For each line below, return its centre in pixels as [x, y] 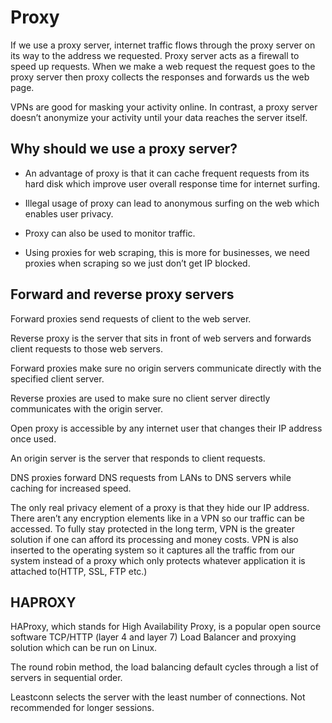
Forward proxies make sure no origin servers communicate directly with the [166, 368]
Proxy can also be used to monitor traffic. [110, 233]
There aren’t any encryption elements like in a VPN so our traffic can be [158, 518]
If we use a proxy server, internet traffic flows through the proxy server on [163, 45]
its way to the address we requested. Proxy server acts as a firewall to [155, 55]
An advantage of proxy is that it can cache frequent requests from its [167, 173]
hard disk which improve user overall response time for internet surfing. [172, 183]
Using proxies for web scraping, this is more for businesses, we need [167, 252]
